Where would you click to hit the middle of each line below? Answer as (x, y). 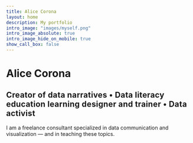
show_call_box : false (33, 45)
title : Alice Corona (32, 11)
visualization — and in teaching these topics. (60, 134)
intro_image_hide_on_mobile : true (49, 39)
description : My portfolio (39, 22)
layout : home (22, 17)
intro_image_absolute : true (41, 34)
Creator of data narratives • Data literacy (85, 95)
